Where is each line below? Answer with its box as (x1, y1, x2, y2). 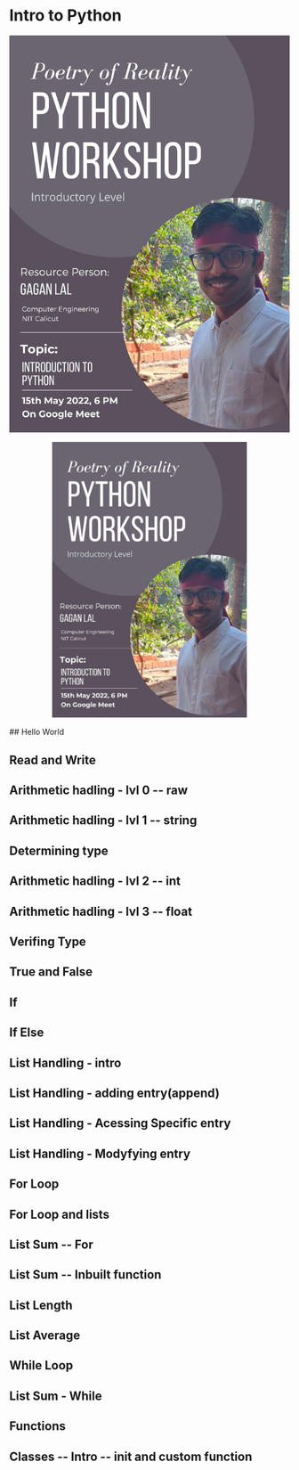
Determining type (9, 843, 109, 858)
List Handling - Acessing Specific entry (9, 1115, 231, 1131)
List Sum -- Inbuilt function (9, 1267, 162, 1283)
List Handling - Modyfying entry (9, 1146, 191, 1161)
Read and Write (9, 752, 96, 767)
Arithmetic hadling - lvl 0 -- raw (9, 783, 189, 798)
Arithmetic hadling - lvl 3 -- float (9, 903, 193, 919)
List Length (9, 1297, 73, 1312)
